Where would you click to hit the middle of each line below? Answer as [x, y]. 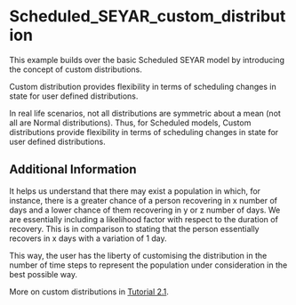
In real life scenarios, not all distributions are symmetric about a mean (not [145, 113]
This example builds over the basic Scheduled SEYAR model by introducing [147, 60]
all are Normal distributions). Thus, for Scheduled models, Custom [130, 123]
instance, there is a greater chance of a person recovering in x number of [144, 200]
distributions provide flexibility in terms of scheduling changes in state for [144, 132]
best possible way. [44, 274]
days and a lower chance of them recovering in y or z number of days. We [145, 210]
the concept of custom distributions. [76, 69]
